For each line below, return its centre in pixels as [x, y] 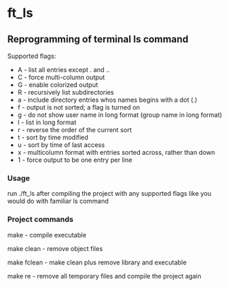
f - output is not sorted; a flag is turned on [78, 107]
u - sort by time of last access [61, 145]
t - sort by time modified [53, 137]
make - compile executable [47, 235]
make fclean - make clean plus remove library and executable [97, 262]
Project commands [41, 219]
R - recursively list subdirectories [66, 92]
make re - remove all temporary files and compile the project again [104, 276]
